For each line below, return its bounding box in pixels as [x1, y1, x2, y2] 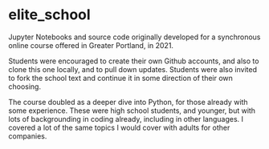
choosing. [8, 82, 42, 91]
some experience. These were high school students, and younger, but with [8, 106, 255, 115]
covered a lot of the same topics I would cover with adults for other [8, 123, 230, 132]
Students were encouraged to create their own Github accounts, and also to [8, 56, 259, 66]
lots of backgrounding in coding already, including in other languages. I [8, 114, 243, 123]
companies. [8, 131, 47, 141]
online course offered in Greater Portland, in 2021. [8, 40, 174, 50]
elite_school [8, 6, 91, 24]
